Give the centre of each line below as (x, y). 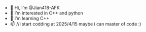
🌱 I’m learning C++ (30, 18)
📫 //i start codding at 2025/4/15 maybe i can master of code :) (76, 24)
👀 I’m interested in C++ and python (47, 13)
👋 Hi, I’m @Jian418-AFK (35, 8)
